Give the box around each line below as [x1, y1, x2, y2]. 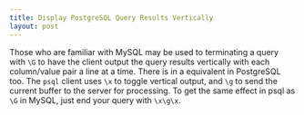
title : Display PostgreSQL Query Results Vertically [9, 13, 214, 23]
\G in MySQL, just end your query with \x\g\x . [9, 94, 181, 105]
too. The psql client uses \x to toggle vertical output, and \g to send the [9, 75, 278, 86]
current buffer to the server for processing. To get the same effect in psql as [9, 85, 296, 96]
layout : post [9, 22, 59, 31]
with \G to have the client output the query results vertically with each [9, 56, 270, 67]
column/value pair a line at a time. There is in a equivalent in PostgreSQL [9, 65, 281, 77]
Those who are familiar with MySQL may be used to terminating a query [9, 46, 279, 57]
